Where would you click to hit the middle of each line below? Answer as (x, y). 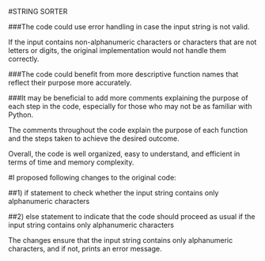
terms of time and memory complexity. (71, 162)
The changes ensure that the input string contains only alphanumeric (121, 240)
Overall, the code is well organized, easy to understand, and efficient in (124, 154)
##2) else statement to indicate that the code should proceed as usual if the (132, 216)
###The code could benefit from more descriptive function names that (123, 74)
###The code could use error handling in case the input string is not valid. (129, 26)
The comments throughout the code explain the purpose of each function (128, 130)
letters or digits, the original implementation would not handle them (117, 50)
